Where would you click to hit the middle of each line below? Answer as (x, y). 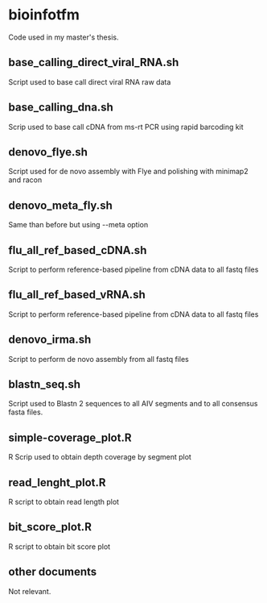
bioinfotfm (44, 15)
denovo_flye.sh (48, 152)
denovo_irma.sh (50, 340)
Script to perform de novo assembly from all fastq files (99, 359)
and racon (25, 180)
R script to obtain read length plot (64, 502)
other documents (53, 572)
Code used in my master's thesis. (64, 37)
